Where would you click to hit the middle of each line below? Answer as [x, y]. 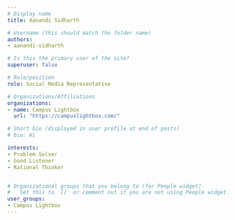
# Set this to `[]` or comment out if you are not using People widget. [119, 193]
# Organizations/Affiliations [51, 96]
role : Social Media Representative [59, 84]
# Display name [29, 14]
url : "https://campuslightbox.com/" [67, 116]
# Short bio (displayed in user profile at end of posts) [93, 129]
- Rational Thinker [36, 167]
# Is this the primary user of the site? [69, 59]
